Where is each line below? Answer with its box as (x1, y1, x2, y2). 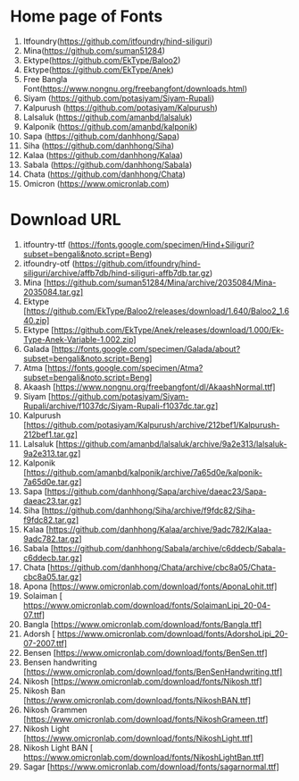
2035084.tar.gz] (22, 286, 84, 297)
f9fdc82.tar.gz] (22, 514, 79, 525)
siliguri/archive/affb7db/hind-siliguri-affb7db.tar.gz (22, 267, 211, 278)
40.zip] (22, 315, 50, 325)
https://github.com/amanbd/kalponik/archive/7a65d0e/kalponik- (26, 466, 262, 477)
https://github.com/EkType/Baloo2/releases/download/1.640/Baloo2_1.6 (26, 306, 289, 316)
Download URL (10, 210, 121, 230)
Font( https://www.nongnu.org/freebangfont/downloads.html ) (22, 83, 248, 94)
